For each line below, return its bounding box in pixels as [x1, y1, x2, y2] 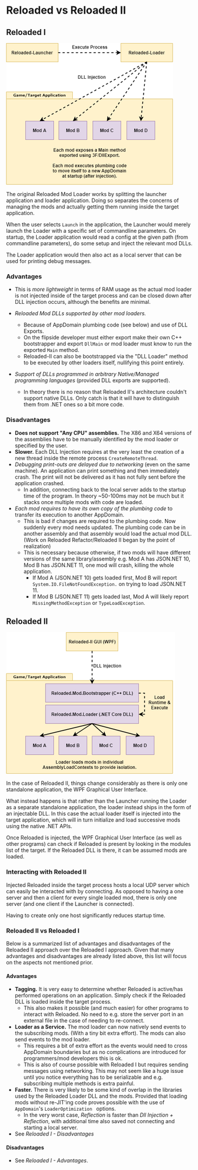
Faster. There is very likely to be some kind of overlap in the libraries [14, 1086, 182, 1094]
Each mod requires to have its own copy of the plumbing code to [14, 505, 173, 512]
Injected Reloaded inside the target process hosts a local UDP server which [6, 881, 190, 889]
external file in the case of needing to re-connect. [23, 1017, 145, 1024]
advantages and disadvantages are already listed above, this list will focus [6, 953, 187, 960]
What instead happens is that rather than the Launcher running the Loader [6, 797, 187, 804]
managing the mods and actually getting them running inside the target [6, 203, 179, 210]
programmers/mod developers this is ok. [23, 1055, 123, 1062]
